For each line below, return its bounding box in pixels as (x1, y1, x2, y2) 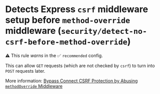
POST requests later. (5, 68, 45, 74)
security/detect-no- (61, 27, 147, 36)
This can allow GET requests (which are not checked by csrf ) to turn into (5, 62, 155, 69)
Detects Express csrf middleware (5, 4, 148, 15)
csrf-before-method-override (5, 37, 128, 47)
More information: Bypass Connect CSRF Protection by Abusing (5, 77, 138, 84)
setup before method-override (5, 14, 130, 26)
